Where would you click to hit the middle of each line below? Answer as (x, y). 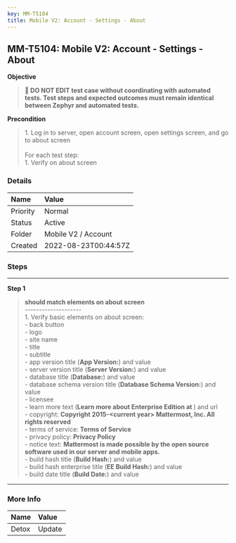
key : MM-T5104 (28, 14)
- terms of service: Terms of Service (78, 429)
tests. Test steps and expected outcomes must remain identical (119, 98)
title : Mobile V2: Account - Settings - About (77, 20)
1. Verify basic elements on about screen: (84, 317)
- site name (41, 339)
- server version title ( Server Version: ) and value (95, 369)
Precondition (27, 119)
